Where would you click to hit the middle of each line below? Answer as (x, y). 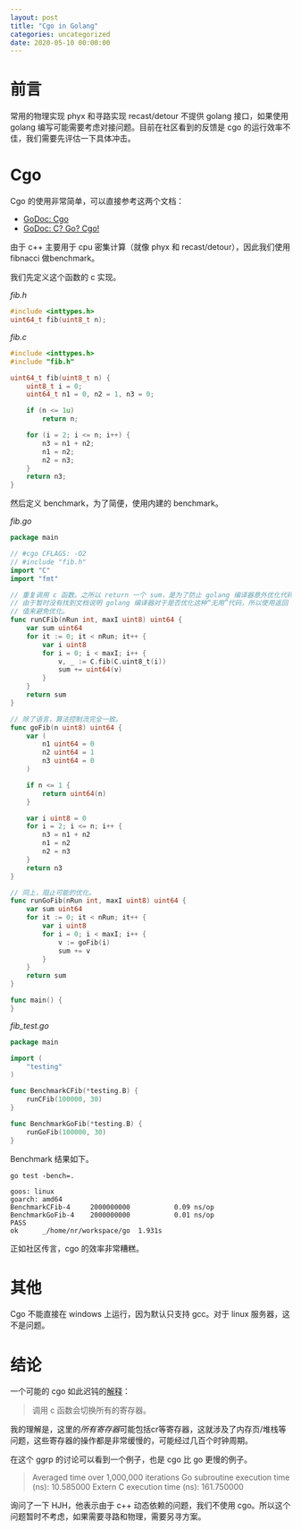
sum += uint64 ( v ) (90, 670)
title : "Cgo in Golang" (54, 26)
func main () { (37, 1000)
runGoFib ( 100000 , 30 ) (66, 1132)
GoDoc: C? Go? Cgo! (61, 228)
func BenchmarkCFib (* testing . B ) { (75, 1091)
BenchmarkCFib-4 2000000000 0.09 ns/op (113, 1207)
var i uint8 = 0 (57, 818)
